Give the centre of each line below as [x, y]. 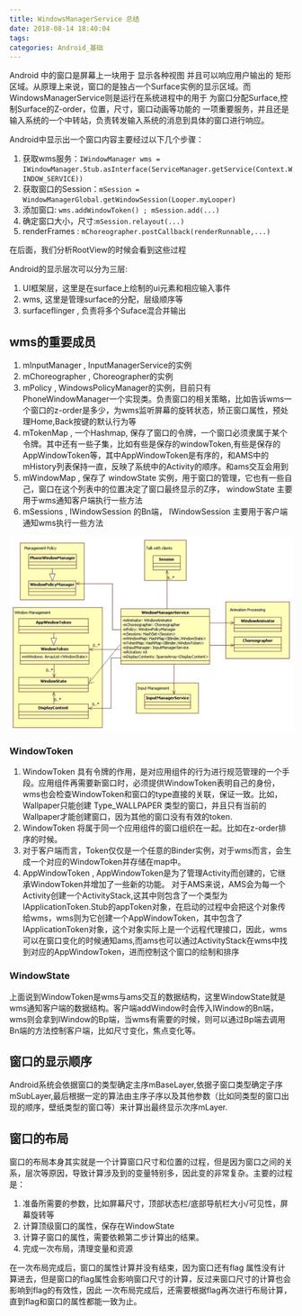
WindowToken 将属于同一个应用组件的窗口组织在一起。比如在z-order [150, 828]
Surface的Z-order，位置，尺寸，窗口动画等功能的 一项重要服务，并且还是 [153, 109]
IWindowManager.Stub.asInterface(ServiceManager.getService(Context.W [157, 170]
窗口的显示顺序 [51, 1062]
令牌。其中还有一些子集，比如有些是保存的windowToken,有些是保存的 [151, 444]
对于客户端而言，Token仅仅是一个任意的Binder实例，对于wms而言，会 [153, 850]
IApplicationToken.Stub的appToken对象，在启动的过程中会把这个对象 [150, 907]
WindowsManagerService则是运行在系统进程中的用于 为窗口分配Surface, [145, 98]
